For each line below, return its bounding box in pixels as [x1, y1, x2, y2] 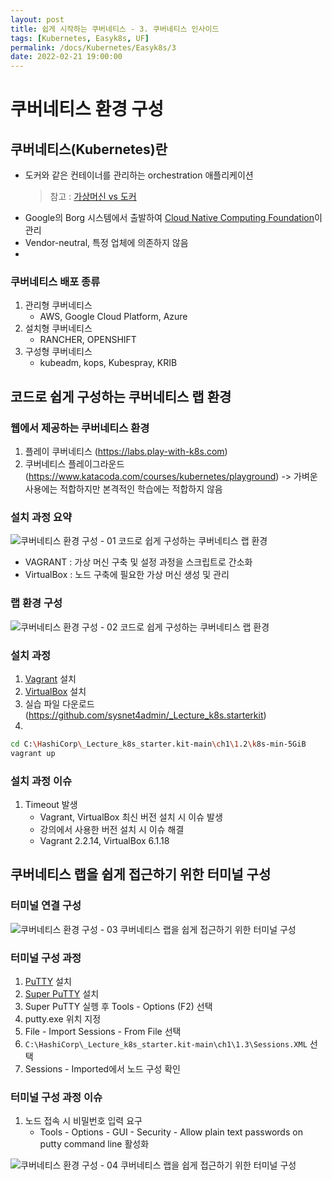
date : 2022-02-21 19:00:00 [10, 52, 123, 62]
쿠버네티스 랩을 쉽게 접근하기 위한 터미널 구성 [10, 866, 272, 883]
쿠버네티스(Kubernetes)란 [10, 141, 168, 158]
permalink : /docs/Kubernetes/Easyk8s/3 [10, 42, 177, 53]
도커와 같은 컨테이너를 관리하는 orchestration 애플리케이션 [24, 169, 254, 181]
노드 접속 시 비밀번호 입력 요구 [24, 1115, 143, 1127]
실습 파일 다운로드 [24, 698, 95, 710]
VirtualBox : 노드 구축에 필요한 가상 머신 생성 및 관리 [24, 569, 230, 581]
